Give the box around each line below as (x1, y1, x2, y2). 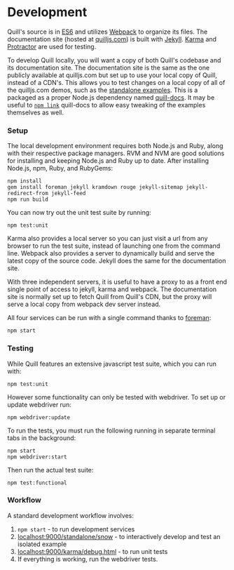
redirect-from (7, 190, 49, 197)
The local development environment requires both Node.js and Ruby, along (7, 142, 223, 150)
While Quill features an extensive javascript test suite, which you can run (7, 359, 217, 368)
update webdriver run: (7, 400, 71, 409)
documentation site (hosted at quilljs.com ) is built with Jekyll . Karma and (7, 34, 217, 43)
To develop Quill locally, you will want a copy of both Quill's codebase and (7, 55, 221, 64)
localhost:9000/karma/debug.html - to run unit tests (17, 547, 168, 555)
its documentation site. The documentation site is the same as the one (7, 63, 210, 72)
